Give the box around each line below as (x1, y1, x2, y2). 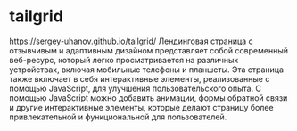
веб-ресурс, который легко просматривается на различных (9, 54, 239, 65)
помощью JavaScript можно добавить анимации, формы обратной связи (9, 92, 288, 103)
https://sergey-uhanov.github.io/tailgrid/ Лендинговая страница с (9, 36, 253, 46)
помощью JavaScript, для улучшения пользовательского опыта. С (9, 83, 261, 94)
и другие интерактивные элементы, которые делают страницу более (9, 102, 274, 112)
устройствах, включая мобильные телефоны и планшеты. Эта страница (9, 64, 284, 75)
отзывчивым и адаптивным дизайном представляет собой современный (9, 45, 288, 55)
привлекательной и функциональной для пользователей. (9, 111, 227, 122)
